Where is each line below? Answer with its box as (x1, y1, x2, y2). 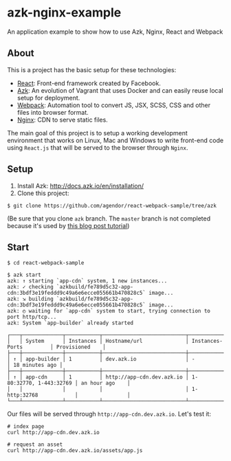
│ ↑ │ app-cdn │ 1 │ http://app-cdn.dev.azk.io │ (7, 374, 189, 381)
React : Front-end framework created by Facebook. (16, 79, 162, 87)
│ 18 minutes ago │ (7, 362, 63, 369)
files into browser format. (16, 108, 89, 116)
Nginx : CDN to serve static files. (16, 115, 108, 124)
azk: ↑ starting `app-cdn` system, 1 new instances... (7, 278, 168, 284)
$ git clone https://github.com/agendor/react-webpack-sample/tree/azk (7, 202, 217, 209)
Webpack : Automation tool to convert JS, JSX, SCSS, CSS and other (16, 101, 211, 109)
